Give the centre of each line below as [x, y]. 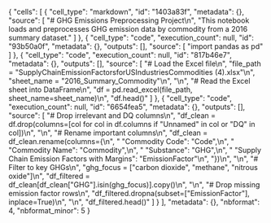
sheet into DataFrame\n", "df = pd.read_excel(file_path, [101, 90]
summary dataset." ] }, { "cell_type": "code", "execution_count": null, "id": [131, 37]
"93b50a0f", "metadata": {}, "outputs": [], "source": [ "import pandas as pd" [136, 46]
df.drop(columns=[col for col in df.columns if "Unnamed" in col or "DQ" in [132, 124]
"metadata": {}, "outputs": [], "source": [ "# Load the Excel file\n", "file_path [135, 63]
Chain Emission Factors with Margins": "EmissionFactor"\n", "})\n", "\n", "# [133, 159]
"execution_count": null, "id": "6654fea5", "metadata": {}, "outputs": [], [127, 107]
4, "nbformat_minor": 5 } [50, 210]
